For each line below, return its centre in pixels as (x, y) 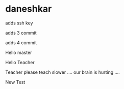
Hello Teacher (20, 62)
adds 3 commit (21, 33)
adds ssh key (19, 23)
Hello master (19, 52)
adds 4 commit (21, 42)
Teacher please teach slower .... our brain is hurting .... (63, 72)
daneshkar (29, 9)
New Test (15, 82)
